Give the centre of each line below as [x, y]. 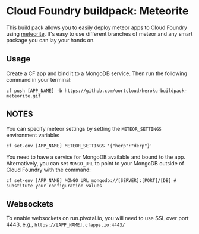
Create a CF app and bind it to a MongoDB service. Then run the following [97, 73]
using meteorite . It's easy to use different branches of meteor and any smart [99, 33]
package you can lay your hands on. [50, 40]
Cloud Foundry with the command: [48, 170]
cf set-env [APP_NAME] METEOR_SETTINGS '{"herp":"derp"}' [79, 146]
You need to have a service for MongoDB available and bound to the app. [96, 157]
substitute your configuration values [54, 186]
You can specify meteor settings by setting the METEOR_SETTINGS [84, 128]
